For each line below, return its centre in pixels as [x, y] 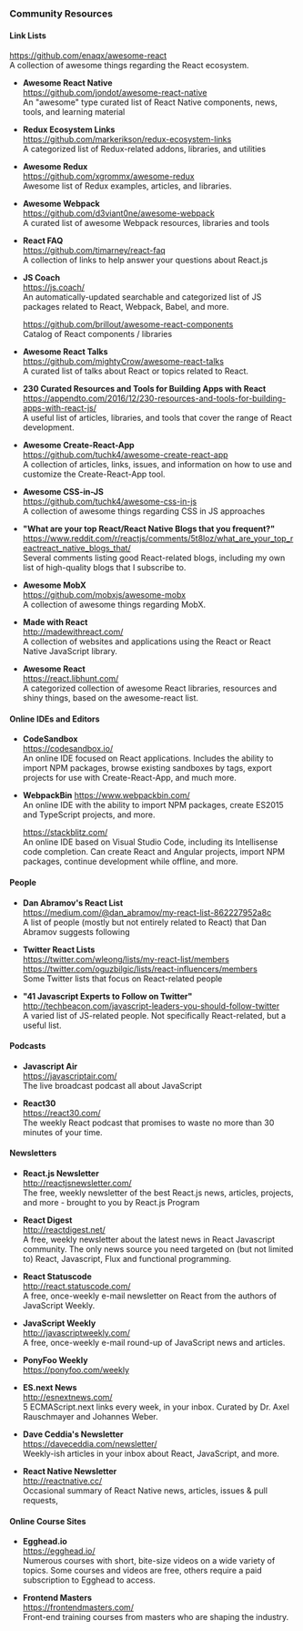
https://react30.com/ [61, 1113]
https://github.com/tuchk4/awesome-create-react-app [126, 455]
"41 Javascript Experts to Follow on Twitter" [107, 996]
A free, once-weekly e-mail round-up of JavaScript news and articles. [154, 1342]
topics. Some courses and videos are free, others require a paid [142, 1571]
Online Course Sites [48, 1521]
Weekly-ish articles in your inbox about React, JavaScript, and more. [151, 1453]
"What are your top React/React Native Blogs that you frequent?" [149, 529]
